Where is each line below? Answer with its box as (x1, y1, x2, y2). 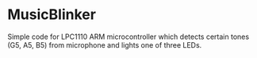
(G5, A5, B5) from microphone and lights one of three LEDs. (7, 40, 202, 49)
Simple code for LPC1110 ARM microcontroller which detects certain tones (7, 32, 250, 41)
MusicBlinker (7, 6, 97, 24)
